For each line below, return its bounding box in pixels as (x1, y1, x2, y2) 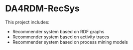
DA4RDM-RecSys (5, 3, 80, 14)
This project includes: (5, 19, 50, 25)
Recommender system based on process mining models (12, 39, 128, 45)
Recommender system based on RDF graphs (12, 28, 105, 34)
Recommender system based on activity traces (12, 34, 110, 40)
